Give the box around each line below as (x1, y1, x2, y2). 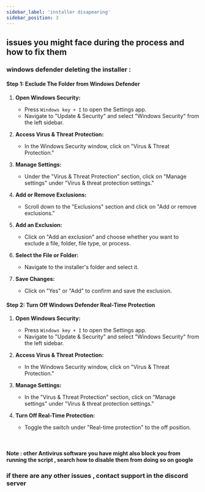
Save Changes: (15, 275, 55, 283)
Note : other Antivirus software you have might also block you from (6, 449, 181, 457)
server (6, 479, 26, 487)
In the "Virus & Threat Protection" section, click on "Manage (24, 393, 176, 401)
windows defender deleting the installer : (6, 65, 132, 73)
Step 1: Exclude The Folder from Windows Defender (6, 80, 140, 88)
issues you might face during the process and (6, 37, 185, 48)
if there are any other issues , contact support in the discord (6, 471, 188, 480)
